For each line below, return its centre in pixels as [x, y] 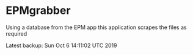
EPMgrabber [38, 11]
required [16, 33]
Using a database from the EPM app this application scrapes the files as [96, 27]
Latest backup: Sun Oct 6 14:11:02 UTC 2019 [61, 45]
